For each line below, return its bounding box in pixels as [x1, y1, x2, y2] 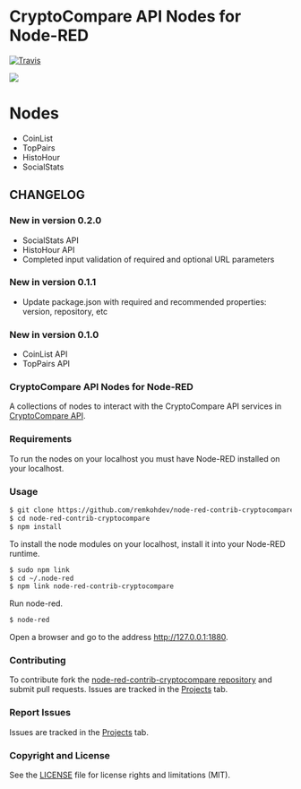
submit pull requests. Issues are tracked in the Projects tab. [9, 684, 228, 695]
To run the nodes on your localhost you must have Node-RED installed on [9, 453, 280, 464]
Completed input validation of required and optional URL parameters [21, 254, 275, 264]
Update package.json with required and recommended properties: [21, 296, 267, 307]
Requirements [9, 433, 73, 446]
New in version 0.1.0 [9, 328, 99, 341]
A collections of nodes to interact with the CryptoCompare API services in [9, 401, 282, 412]
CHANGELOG [9, 187, 85, 203]
